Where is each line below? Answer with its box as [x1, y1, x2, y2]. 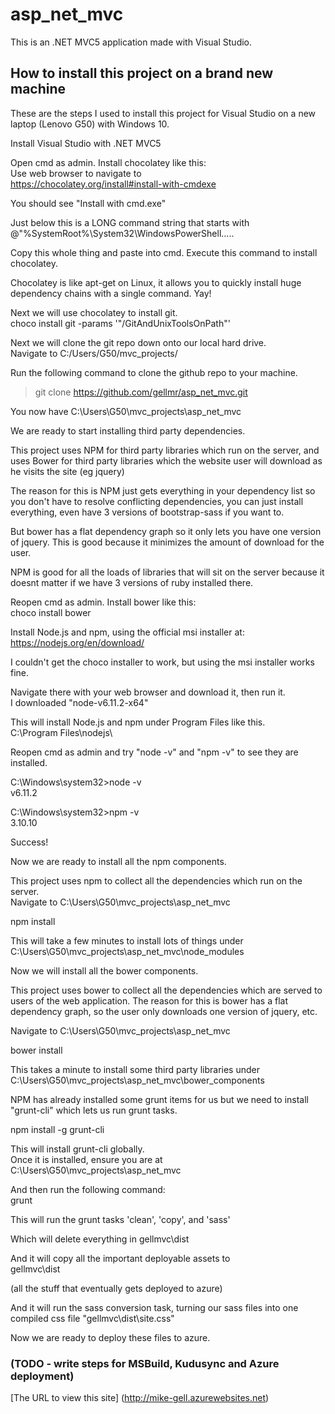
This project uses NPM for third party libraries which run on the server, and [10, 444, 320, 456]
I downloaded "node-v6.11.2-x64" [10, 696, 149, 708]
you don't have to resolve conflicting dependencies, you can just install [10, 495, 304, 507]
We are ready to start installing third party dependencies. [10, 424, 246, 437]
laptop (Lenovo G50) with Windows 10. [10, 118, 170, 130]
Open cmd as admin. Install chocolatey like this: [10, 156, 207, 168]
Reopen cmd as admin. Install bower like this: [10, 596, 197, 608]
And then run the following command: [10, 1183, 166, 1195]
